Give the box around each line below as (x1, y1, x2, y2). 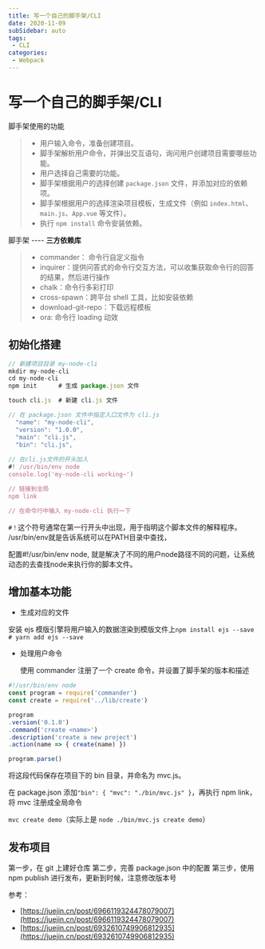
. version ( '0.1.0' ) (8, 718, 69, 727)
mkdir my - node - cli (8, 367, 69, 375)
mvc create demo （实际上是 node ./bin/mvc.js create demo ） (8, 815, 210, 824)
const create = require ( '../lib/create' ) (8, 697, 148, 705)
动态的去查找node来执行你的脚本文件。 (8, 559, 137, 569)
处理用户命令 (19, 649, 62, 659)
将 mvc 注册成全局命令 (8, 798, 82, 807)
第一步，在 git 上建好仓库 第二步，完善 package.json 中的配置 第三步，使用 (8, 863, 255, 872)
